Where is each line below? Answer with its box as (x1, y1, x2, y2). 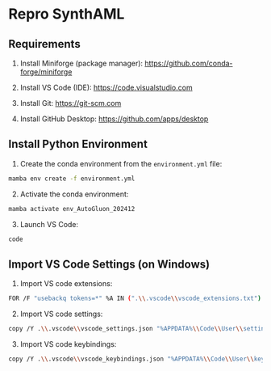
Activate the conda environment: (19, 189, 129, 199)
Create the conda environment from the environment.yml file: (19, 158, 223, 168)
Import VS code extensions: (19, 279, 113, 289)
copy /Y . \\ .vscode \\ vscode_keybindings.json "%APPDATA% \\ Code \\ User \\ (8, 355, 254, 363)
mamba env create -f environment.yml (8, 175, 135, 183)
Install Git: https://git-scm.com (19, 99, 122, 108)
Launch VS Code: (19, 219, 79, 229)
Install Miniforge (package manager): (19, 58, 144, 68)
